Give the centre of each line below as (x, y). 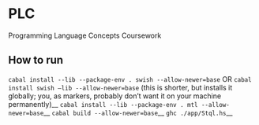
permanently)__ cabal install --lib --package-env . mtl (103, 104)
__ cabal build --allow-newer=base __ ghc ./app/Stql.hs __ (138, 112)
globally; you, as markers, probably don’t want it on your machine (115, 96)
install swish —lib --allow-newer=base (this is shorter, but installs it (120, 87)
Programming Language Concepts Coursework (85, 35)
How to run (36, 60)
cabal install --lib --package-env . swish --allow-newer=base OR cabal (130, 79)
